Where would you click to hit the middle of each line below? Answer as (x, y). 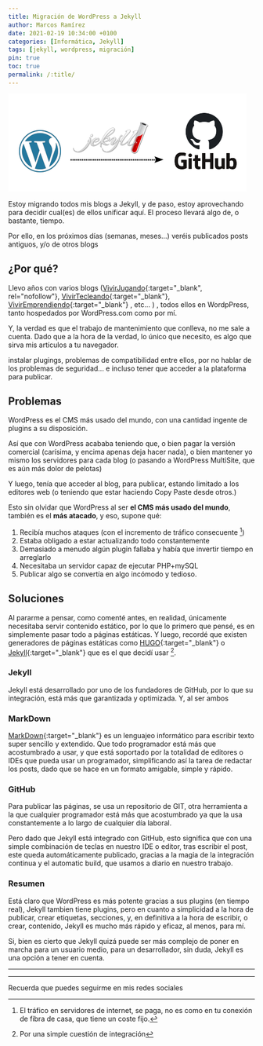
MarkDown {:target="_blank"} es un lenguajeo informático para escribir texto (131, 736)
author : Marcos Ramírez (47, 25)
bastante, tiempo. (36, 221)
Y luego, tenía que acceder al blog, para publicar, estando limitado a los (124, 484)
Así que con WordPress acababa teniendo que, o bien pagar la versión (122, 444)
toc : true (24, 67)
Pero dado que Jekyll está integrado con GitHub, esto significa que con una (130, 838)
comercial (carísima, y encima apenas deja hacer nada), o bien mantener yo (130, 452)
